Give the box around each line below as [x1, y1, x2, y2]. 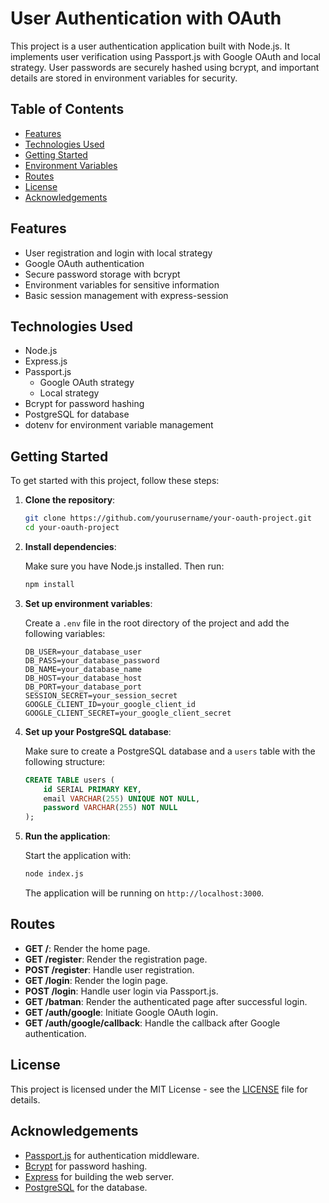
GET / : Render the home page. [24, 942, 151, 954]
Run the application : [24, 830, 111, 842]
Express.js [24, 355, 68, 367]
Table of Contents [10, 101, 125, 118]
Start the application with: [24, 850, 132, 862]
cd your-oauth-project [24, 523, 120, 533]
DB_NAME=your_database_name [24, 664, 142, 674]
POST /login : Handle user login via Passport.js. [24, 985, 219, 997]
